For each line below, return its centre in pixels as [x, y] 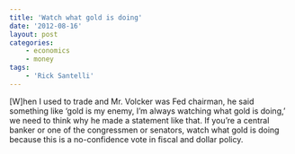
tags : [19, 68]
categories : [31, 43]
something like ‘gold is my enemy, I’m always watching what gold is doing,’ [147, 111]
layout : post [34, 34]
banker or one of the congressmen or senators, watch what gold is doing [144, 130]
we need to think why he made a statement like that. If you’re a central [139, 120]
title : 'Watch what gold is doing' [76, 17]
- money [40, 59]
